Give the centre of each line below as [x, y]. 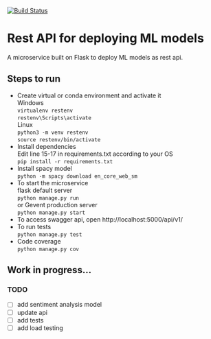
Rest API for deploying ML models [105, 38]
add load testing [40, 328]
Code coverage [39, 241]
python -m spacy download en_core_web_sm [77, 176]
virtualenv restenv [45, 110]
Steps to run [34, 79]
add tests [30, 320]
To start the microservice [53, 183]
